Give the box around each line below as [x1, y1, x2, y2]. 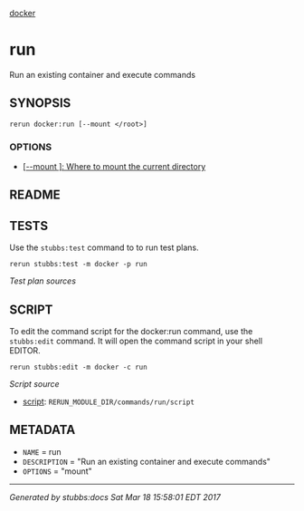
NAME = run [22, 446, 62, 457]
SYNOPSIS [9, 95, 71, 111]
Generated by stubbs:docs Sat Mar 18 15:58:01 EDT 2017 [9, 491, 222, 502]
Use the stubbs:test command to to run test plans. [9, 242, 199, 253]
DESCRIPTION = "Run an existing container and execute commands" [22, 456, 271, 467]
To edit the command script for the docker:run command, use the [9, 326, 253, 337]
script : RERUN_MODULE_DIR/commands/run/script [22, 396, 195, 407]
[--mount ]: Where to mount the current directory [22, 161, 206, 172]
